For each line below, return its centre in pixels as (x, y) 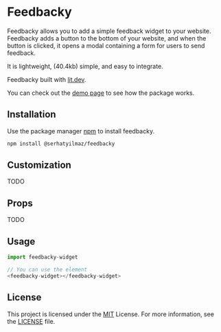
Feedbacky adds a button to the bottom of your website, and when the (107, 38)
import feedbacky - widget (43, 257)
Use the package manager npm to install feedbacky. (81, 131)
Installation (32, 114)
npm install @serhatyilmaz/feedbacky (61, 144)
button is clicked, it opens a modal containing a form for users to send (106, 45)
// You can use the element (47, 269)
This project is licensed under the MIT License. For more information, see (111, 314)
